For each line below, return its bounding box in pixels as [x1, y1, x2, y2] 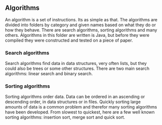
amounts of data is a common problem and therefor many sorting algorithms [5, 104, 157, 110]
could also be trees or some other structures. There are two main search [5, 65, 150, 72]
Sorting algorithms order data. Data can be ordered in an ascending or [5, 94, 145, 100]
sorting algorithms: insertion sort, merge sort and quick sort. [5, 114, 125, 120]
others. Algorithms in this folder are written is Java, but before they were [5, 32, 150, 38]
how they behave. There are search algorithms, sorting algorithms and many [5, 27, 157, 33]
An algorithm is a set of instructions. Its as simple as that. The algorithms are [5, 16, 158, 22]
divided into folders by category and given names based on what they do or [5, 22, 156, 28]
